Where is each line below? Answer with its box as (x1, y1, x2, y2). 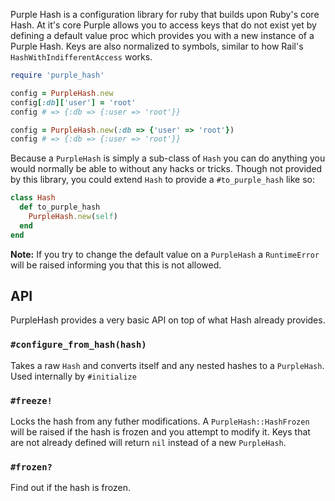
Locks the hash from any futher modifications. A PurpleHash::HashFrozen (10, 415, 310, 428)
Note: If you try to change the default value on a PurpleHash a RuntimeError (10, 248, 320, 260)
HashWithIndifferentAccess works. (10, 51, 153, 63)
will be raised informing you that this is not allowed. (10, 259, 222, 271)
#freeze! (10, 395, 53, 406)
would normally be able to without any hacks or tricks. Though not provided (10, 163, 323, 175)
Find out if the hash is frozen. (10, 482, 131, 494)
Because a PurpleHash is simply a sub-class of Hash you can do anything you (10, 152, 326, 164)
